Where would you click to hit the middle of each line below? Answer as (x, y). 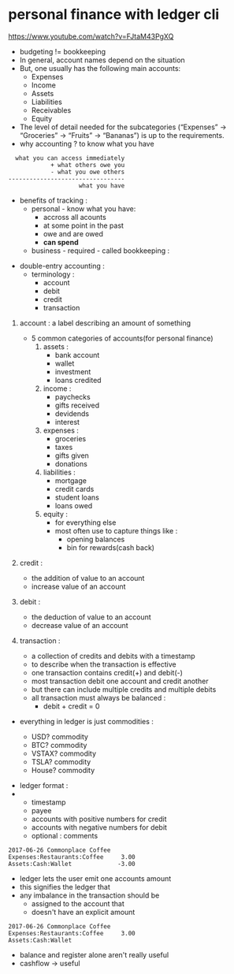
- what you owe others (87, 172)
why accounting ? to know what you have (87, 143)
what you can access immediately (70, 158)
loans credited (78, 380)
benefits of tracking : (54, 200)
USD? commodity (60, 736)
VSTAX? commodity (64, 753)
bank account (77, 355)
